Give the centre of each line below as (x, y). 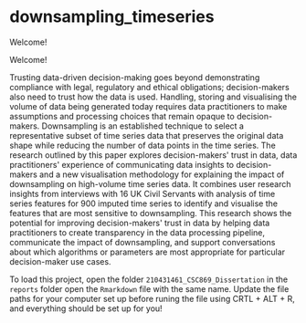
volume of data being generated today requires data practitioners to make (148, 106)
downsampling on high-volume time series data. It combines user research (150, 183)
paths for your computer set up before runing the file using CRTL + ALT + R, (152, 298)
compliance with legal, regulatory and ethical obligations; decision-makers (149, 87)
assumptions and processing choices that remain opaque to (122, 116)
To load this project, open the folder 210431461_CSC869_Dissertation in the (149, 279)
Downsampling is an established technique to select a (143, 126)
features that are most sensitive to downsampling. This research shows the (151, 213)
